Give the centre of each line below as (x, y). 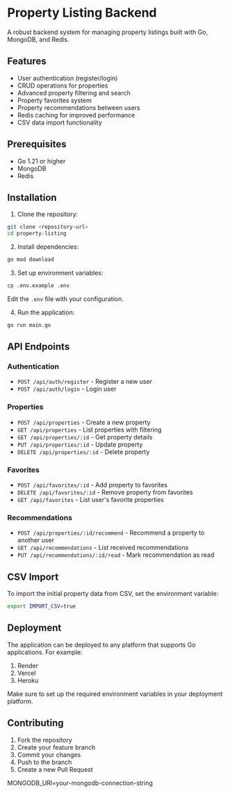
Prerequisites (37, 144)
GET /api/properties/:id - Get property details (85, 437)
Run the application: (46, 312)
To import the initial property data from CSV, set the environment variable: (113, 594)
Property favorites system (54, 100)
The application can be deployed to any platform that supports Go (101, 645)
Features (27, 62)
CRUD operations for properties (63, 86)
